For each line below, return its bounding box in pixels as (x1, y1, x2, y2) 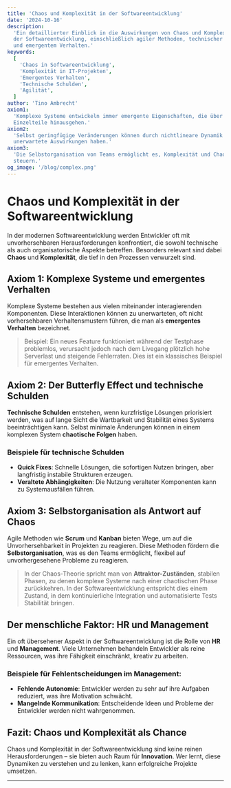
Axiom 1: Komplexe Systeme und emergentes (7, 273, 206, 285)
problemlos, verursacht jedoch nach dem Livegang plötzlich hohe (23, 345, 210, 353)
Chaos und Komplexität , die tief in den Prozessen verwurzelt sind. (7, 253, 197, 261)
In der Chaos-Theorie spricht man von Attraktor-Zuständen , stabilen (23, 569, 220, 578)
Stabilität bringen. (23, 599, 74, 607)
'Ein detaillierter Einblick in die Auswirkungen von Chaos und (13, 29, 201, 37)
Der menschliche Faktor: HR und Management (7, 618, 209, 631)
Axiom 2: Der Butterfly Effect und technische (7, 379, 204, 391)
